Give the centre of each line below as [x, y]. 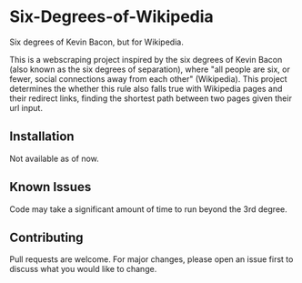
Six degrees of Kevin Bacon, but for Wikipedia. [96, 42]
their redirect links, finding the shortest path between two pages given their [151, 98]
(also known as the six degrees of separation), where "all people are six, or [150, 69]
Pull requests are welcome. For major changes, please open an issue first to [151, 259]
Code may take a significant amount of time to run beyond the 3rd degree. [149, 209]
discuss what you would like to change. [83, 269]
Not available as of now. [55, 158]
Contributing [46, 237]
